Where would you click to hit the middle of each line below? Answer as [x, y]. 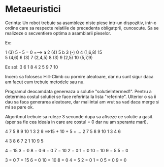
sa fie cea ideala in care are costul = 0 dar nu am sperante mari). [82, 122]
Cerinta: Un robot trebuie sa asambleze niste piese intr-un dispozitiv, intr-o [81, 23]
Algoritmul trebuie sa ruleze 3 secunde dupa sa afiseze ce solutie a [73, 116]
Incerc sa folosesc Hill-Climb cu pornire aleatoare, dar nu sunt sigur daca [79, 76]
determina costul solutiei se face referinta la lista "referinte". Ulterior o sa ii [81, 97]
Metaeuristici [33, 9]
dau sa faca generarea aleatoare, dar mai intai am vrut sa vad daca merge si [82, 101]
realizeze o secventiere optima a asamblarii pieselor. [58, 33]
